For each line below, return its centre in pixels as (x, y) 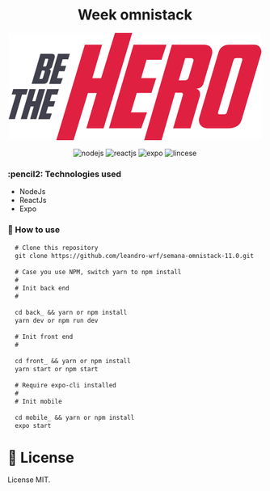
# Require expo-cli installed (65, 385)
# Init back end (42, 288)
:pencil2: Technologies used (65, 174)
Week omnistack (135, 15)
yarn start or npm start (57, 369)
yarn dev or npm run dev (57, 320)
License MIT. (29, 480)
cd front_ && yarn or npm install (73, 361)
